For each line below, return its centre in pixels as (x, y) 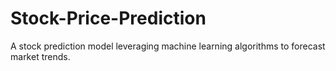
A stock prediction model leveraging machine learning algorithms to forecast (168, 46)
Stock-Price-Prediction (108, 18)
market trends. (40, 56)
